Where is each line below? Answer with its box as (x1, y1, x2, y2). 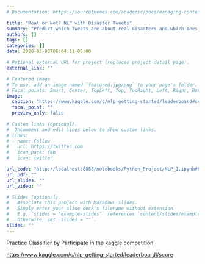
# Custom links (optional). (6, 121, 78, 127)
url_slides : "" (6, 177, 45, 184)
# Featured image (6, 76, 51, 82)
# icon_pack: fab (6, 149, 56, 155)
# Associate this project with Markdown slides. (6, 199, 138, 206)
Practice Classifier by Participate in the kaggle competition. (6, 239, 156, 246)
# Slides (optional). (6, 194, 62, 200)
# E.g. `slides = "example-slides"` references (6, 211, 135, 217)
